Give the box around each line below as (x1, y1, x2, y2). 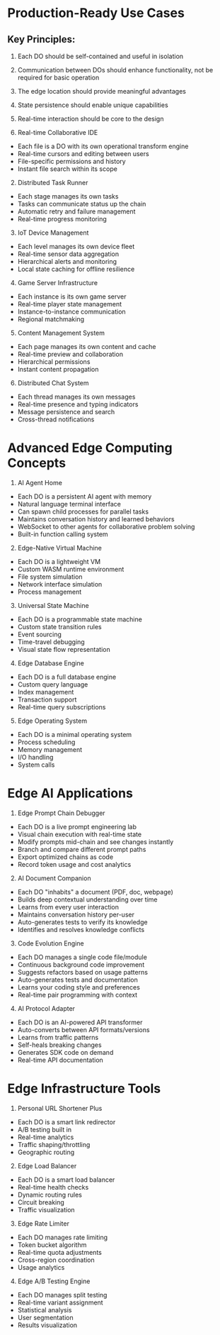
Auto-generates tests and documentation (17, 975, 138, 984)
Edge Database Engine (17, 658, 85, 667)
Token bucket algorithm (17, 1240, 87, 1249)
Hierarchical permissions (17, 358, 91, 366)
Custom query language (17, 680, 88, 689)
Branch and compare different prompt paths (17, 845, 146, 853)
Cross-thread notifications (17, 415, 95, 423)
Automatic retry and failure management (17, 207, 136, 216)
